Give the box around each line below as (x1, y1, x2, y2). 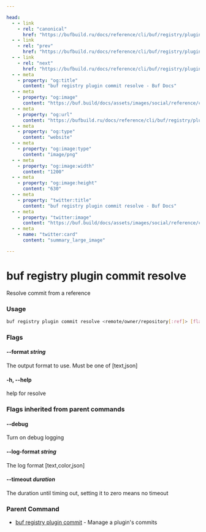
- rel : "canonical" (17, 26, 67, 32)
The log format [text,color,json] (6, 461, 85, 469)
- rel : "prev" (17, 43, 53, 49)
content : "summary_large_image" (22, 237, 105, 243)
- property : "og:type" (17, 128, 75, 135)
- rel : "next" (17, 60, 53, 66)
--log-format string (6, 448, 56, 455)
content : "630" (22, 186, 62, 192)
